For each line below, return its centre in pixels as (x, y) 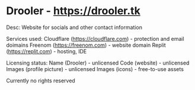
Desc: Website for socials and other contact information (74, 27)
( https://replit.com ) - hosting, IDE (47, 51)
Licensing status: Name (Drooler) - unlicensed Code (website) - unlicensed (98, 63)
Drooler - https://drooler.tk (73, 11)
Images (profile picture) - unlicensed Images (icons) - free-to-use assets (95, 69)
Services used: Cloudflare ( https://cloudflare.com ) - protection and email (95, 38)
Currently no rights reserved (41, 81)
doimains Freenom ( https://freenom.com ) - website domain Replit (86, 45)
